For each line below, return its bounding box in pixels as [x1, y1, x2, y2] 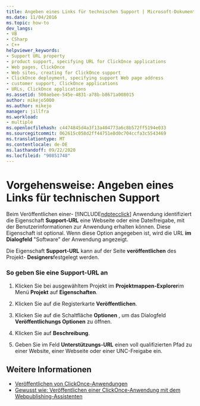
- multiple [6, 120, 33, 126]
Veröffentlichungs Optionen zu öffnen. [14, 318, 112, 325]
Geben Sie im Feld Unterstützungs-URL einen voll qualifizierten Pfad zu [14, 341, 192, 348]
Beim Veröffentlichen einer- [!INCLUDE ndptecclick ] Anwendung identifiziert [6, 211, 192, 218]
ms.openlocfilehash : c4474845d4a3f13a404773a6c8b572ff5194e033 [6, 125, 167, 131]
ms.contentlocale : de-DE [6, 141, 68, 148]
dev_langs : [6, 25, 33, 32]
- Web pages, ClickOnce [6, 64, 65, 70]
